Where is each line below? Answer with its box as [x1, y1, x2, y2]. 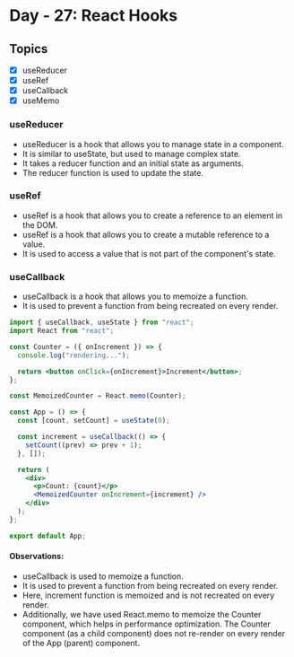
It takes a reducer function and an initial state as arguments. [22, 158, 245, 169]
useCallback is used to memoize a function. [22, 571, 184, 582]
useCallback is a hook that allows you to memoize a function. [22, 291, 248, 302]
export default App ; [9, 531, 87, 540]
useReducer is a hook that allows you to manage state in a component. [22, 138, 284, 149]
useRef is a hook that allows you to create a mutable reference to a [22, 229, 270, 240]
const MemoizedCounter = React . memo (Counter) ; [9, 391, 186, 400]
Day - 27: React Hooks [9, 5, 177, 26]
